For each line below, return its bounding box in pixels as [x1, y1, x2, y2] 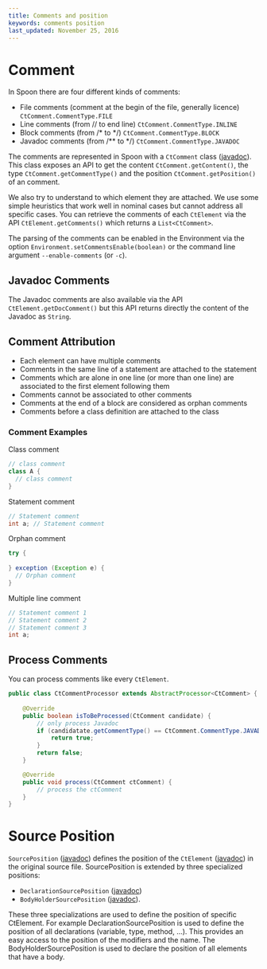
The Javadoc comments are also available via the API [8, 295, 184, 304]
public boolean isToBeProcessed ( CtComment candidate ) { [22, 712, 212, 720]
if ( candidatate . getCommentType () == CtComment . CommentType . [37, 727, 244, 735]
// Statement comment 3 [8, 623, 87, 632]
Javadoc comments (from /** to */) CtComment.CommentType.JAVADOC [19, 136, 240, 146]
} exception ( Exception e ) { [8, 564, 105, 572]
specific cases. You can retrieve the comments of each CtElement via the [8, 210, 246, 219]
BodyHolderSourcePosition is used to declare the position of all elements [8, 943, 248, 953]
